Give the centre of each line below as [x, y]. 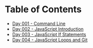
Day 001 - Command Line [39, 23]
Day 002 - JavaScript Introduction [48, 29]
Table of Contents [43, 9]
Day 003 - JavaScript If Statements [49, 34]
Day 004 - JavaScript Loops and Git [50, 40]
